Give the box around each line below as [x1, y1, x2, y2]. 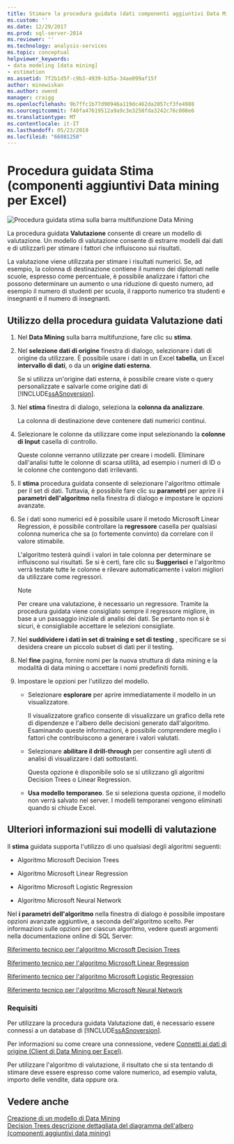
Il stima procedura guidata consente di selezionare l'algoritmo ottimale [17, 479, 221, 487]
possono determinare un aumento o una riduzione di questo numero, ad [7, 280, 214, 288]
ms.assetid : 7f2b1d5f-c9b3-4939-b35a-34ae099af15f [7, 74, 157, 82]
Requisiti [7, 1003, 38, 1012]
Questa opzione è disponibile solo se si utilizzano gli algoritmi [27, 768, 205, 776]
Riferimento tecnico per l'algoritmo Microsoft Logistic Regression [7, 972, 194, 980]
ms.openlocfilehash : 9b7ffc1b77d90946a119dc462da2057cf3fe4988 [7, 101, 195, 108]
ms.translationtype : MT [7, 113, 77, 120]
